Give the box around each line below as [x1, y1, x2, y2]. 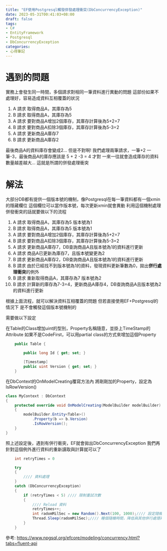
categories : [5, 44, 30, 49]
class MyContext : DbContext [5, 393, 66, 399]
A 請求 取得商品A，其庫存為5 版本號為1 [12, 219, 92, 225]
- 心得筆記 [5, 49, 25, 54]
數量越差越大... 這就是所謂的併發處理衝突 [5, 160, 89, 166]
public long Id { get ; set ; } [23, 350, 86, 355]
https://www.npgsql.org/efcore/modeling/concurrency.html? [16, 535, 140, 541]
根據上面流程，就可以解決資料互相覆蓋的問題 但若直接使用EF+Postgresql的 [5, 298, 159, 304]
